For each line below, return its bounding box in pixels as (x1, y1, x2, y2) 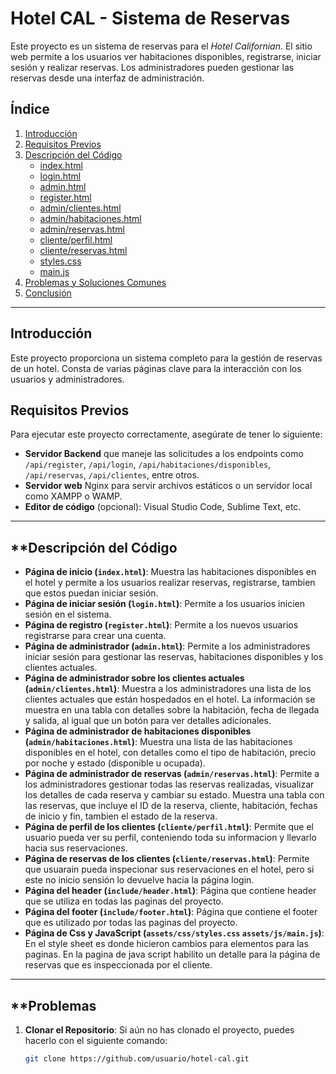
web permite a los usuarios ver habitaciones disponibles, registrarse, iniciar (10, 50, 322, 62)
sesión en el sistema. (24, 608, 112, 621)
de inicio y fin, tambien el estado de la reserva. (24, 810, 218, 822)
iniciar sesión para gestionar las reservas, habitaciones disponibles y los (24, 651, 324, 663)
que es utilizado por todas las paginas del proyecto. (24, 917, 238, 929)
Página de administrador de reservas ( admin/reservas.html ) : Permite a (24, 768, 320, 780)
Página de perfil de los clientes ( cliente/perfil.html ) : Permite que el (24, 821, 315, 833)
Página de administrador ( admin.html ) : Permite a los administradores (24, 640, 311, 652)
